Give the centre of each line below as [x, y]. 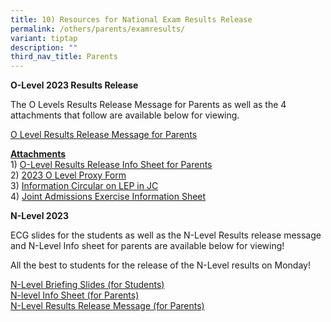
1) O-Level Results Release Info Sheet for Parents [111, 165]
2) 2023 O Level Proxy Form [68, 175]
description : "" [44, 47]
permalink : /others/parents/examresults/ [98, 29]
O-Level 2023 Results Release [74, 85]
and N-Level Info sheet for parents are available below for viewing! [147, 246]
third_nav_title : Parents [64, 57]
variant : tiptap [44, 38]
